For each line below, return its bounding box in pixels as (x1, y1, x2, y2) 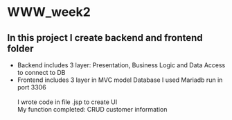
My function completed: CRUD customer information (17, 105, 168, 113)
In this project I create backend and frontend (7, 32, 203, 44)
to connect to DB (17, 69, 66, 76)
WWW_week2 (7, 4, 91, 20)
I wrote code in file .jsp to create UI (17, 98, 118, 106)
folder (7, 42, 34, 54)
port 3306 (17, 83, 46, 91)
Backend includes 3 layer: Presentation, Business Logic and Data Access (17, 61, 226, 69)
